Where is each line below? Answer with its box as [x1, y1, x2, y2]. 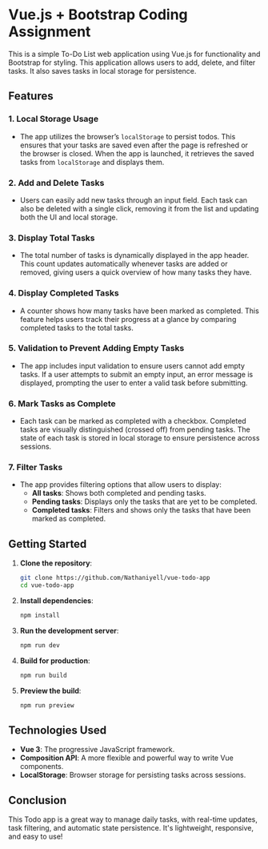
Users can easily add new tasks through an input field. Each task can [19, 195, 248, 205]
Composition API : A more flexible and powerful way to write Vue [19, 753, 234, 762]
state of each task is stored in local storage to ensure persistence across [19, 433, 260, 443]
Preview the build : [19, 686, 82, 695]
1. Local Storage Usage [8, 114, 98, 125]
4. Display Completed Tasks [8, 288, 119, 299]
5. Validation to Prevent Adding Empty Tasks [8, 343, 185, 354]
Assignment [8, 22, 91, 41]
